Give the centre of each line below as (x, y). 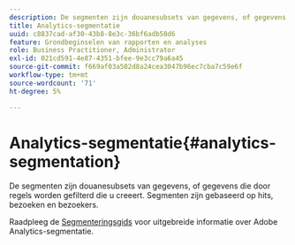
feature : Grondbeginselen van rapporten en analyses (108, 42)
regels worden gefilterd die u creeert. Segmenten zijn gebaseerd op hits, (141, 195)
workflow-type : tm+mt (49, 75)
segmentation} (65, 161)
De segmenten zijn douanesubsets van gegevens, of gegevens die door (140, 186)
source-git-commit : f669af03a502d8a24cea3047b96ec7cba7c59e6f (126, 67)
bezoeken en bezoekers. (54, 205)
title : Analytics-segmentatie (65, 26)
